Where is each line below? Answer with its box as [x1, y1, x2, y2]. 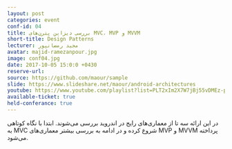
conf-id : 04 [7, 23, 41, 30]
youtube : [7, 87, 32, 94]
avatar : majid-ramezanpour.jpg [7, 49, 97, 56]
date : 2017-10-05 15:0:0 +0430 [7, 61, 97, 68]
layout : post [7, 10, 45, 17]
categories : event [7, 17, 60, 23]
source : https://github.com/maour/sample [7, 74, 128, 81]
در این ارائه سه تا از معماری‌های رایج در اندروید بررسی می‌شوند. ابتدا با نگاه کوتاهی [7, 119, 219, 127]
